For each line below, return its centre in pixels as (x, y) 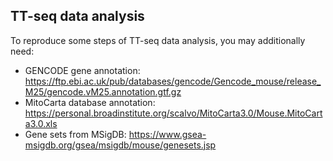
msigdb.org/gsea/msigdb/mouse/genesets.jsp (120, 145)
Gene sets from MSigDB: (75, 134)
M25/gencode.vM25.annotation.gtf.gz (103, 91)
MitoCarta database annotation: (90, 102)
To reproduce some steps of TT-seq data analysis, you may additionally (158, 40)
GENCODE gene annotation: (82, 70)
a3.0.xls (41, 123)
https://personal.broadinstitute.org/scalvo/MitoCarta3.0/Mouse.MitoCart (173, 113)
